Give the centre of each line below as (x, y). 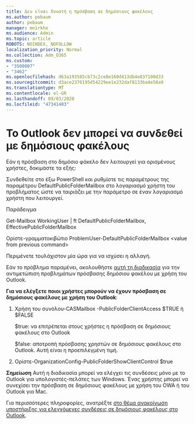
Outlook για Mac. (27, 392)
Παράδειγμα (21, 209)
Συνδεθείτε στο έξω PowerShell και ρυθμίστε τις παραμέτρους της (88, 179)
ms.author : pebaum (28, 17)
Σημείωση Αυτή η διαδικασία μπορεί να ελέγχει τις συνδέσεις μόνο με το (96, 373)
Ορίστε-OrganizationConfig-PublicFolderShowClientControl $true (94, 362)
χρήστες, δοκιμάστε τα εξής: (41, 168)
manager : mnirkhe (27, 28)
